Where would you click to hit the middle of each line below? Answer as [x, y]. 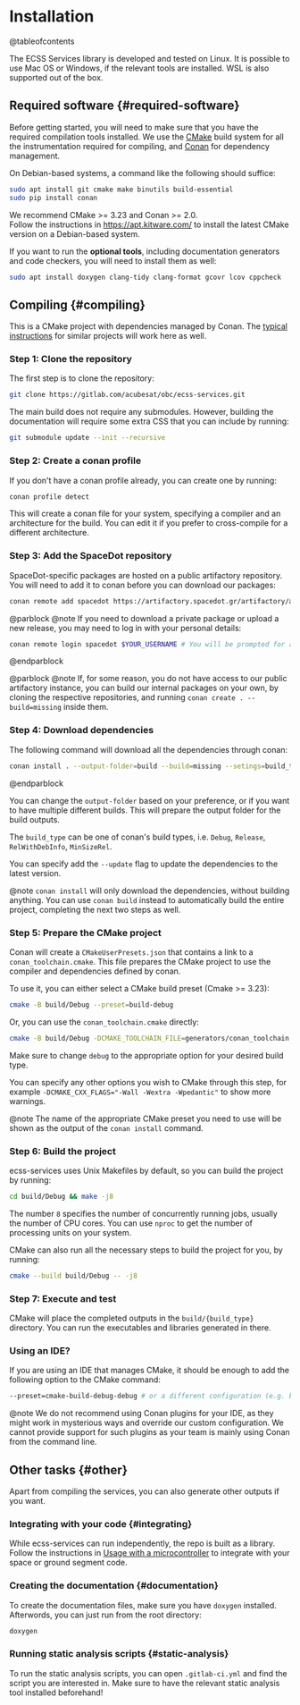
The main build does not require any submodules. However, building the [142, 412]
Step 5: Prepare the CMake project [86, 933]
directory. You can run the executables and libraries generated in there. [140, 1328]
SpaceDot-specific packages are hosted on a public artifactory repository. [146, 575]
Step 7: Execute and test [63, 1298]
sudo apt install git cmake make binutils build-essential [121, 190]
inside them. [86, 707]
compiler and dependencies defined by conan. [95, 971]
